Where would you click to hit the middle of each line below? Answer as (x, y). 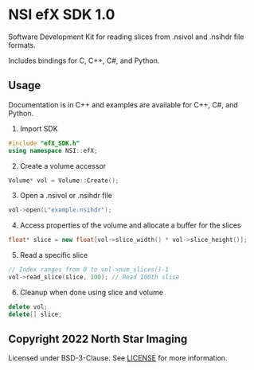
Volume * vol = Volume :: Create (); (64, 181)
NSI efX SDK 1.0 (62, 15)
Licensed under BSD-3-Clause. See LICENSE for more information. (118, 358)
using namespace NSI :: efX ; (53, 150)
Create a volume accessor (63, 166)
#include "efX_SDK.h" (44, 143)
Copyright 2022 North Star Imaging (98, 339)
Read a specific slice (54, 255)
